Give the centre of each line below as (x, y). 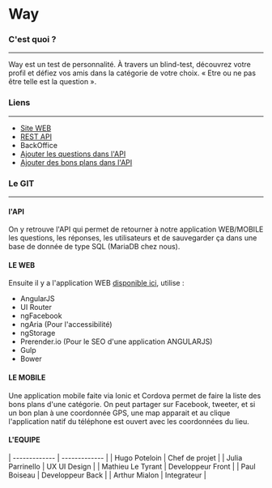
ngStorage (38, 333)
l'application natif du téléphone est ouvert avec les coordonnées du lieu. (129, 421)
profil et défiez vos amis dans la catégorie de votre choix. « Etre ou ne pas (132, 73)
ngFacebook (41, 316)
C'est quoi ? (32, 40)
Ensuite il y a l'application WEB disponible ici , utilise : (96, 283)
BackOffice (39, 145)
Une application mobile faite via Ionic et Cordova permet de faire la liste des (135, 395)
